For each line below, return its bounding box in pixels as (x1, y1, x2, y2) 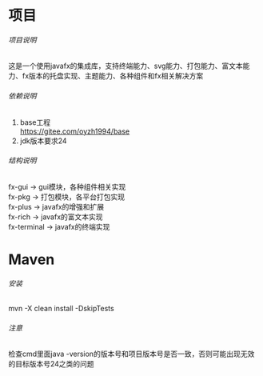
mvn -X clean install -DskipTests (8, 304, 114, 314)
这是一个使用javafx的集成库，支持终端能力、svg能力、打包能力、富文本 (8, 61, 244, 71)
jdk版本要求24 (19, 136, 67, 146)
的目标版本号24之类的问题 (8, 359, 94, 369)
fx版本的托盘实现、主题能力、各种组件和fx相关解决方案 (22, 71, 204, 81)
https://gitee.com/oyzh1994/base (19, 126, 130, 136)
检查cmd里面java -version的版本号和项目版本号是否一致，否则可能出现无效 (8, 349, 255, 359)
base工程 (19, 117, 50, 127)
